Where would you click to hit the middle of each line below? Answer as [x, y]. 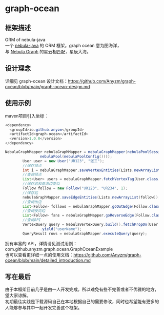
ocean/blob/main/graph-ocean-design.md [48, 86]
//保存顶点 [32, 166]
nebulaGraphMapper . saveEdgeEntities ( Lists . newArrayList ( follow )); [92, 197]
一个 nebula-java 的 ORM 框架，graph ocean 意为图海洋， [63, 45]
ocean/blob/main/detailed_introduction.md [48, 260]
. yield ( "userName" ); [61, 229]
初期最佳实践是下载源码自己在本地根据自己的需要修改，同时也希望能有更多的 [82, 302]
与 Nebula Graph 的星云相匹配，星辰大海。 [48, 51]
